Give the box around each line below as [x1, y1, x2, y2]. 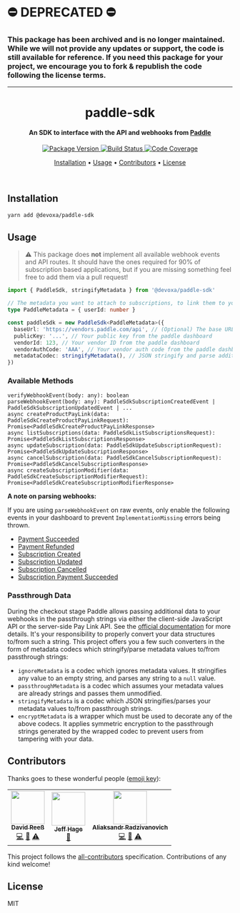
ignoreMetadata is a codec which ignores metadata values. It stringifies [17, 666, 227, 675]
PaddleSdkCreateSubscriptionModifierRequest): [7, 473, 149, 480]
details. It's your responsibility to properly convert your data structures [7, 630, 216, 638]
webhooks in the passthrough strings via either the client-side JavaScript [7, 614, 223, 623]
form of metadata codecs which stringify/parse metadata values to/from [7, 645, 220, 653]
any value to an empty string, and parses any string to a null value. [17, 674, 216, 682]
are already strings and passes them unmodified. [17, 689, 162, 697]
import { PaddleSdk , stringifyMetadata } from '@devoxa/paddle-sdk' [7, 287, 216, 294]
